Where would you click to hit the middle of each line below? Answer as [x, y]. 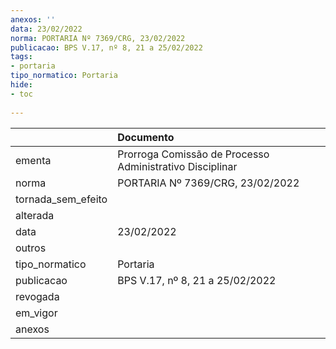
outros [31, 248]
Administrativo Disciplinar [177, 166]
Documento [146, 137]
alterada [35, 215]
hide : [21, 85]
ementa [33, 160]
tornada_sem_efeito [61, 199]
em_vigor [36, 313]
